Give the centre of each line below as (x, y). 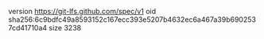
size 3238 (65, 28)
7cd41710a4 (28, 28)
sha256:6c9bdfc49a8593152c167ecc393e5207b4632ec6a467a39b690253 (132, 19)
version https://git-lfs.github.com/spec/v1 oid (82, 11)
